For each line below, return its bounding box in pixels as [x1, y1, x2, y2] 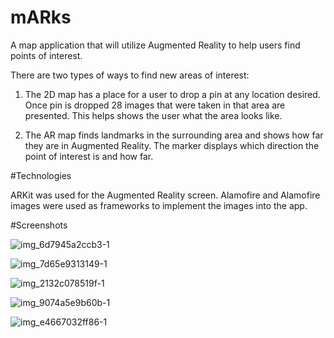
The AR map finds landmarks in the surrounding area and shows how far [24, 129, 324, 141]
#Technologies [10, 169, 72, 181]
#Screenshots [10, 219, 68, 231]
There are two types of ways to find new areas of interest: [10, 69, 250, 81]
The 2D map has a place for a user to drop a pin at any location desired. [24, 88, 321, 100]
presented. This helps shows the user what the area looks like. [24, 109, 283, 121]
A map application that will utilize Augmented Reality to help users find [10, 39, 301, 51]
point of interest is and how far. [24, 150, 154, 162]
